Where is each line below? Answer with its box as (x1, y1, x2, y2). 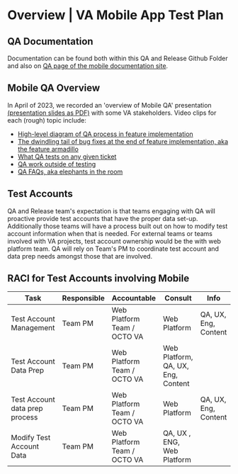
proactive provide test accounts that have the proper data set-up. (7, 214, 198, 222)
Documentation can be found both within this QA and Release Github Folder (7, 54, 228, 62)
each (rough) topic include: (7, 115, 86, 124)
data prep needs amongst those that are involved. (7, 252, 153, 260)
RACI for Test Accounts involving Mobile (7, 273, 190, 285)
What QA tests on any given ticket (17, 152, 117, 161)
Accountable (111, 293, 157, 303)
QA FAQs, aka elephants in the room (17, 167, 123, 176)
